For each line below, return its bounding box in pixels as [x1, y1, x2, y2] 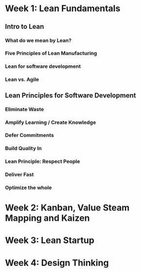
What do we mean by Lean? [5, 37, 72, 44]
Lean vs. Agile [5, 76, 39, 83]
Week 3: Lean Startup [5, 235, 95, 246]
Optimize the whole [5, 184, 52, 191]
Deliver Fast [5, 171, 34, 178]
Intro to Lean [5, 22, 44, 31]
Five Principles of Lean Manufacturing [5, 50, 97, 57]
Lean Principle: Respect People [5, 158, 80, 165]
